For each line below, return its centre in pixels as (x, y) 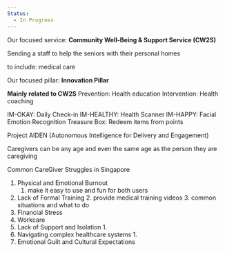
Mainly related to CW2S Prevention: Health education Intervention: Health (113, 94)
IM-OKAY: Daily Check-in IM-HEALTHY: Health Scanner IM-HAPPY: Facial (112, 114)
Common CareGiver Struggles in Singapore (68, 169)
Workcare (31, 220)
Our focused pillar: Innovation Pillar (58, 80)
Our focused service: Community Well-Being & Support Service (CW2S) (111, 40)
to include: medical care (41, 67)
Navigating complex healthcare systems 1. (77, 234)
